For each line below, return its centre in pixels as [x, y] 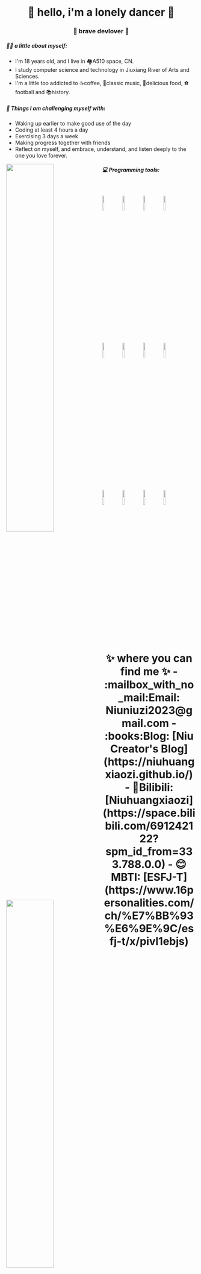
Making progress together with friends [63, 143]
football [24, 92]
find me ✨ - [149, 672]
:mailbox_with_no [149, 685]
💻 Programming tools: [131, 170]
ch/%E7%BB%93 [149, 916]
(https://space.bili [149, 813]
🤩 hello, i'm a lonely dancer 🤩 [101, 12]
